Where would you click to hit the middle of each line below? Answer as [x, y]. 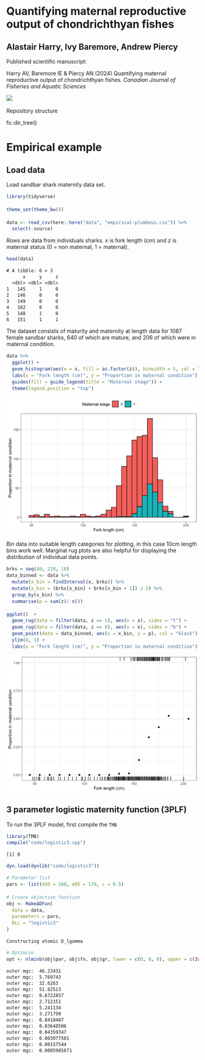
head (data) [20, 259]
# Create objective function [43, 897]
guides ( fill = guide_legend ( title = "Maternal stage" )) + [87, 382]
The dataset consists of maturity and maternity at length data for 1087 [94, 331]
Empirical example [54, 147]
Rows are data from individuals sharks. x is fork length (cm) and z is [92, 240]
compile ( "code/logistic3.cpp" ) [46, 843]
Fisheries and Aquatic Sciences [46, 86]
